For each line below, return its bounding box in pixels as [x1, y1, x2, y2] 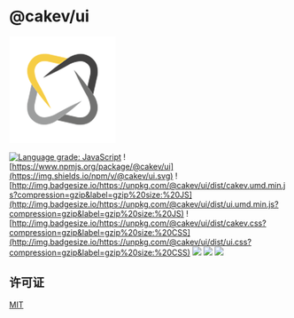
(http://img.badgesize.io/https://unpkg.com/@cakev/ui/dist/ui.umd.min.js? [9, 198, 279, 210]
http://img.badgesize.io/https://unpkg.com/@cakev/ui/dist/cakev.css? [12, 218, 267, 228]
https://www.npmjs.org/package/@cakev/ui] [12, 161, 174, 171]
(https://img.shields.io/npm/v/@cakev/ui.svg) [9, 171, 174, 181]
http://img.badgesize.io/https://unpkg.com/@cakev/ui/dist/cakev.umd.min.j [12, 179, 286, 190]
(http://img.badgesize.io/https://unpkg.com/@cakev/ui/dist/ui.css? [9, 236, 252, 247]
